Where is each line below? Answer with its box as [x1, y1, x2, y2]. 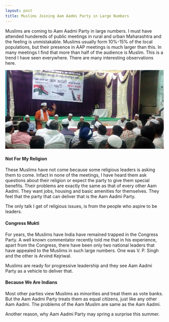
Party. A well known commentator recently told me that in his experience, [5, 236, 157, 243]
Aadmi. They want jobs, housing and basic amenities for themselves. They [5, 188, 159, 194]
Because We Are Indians [5, 279, 58, 285]
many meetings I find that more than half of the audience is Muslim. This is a [5, 49, 163, 55]
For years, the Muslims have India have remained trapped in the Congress [5, 231, 158, 237]
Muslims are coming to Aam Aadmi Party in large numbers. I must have [5, 28, 152, 34]
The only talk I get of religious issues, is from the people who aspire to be [5, 203, 157, 209]
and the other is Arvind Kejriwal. [5, 253, 72, 259]
